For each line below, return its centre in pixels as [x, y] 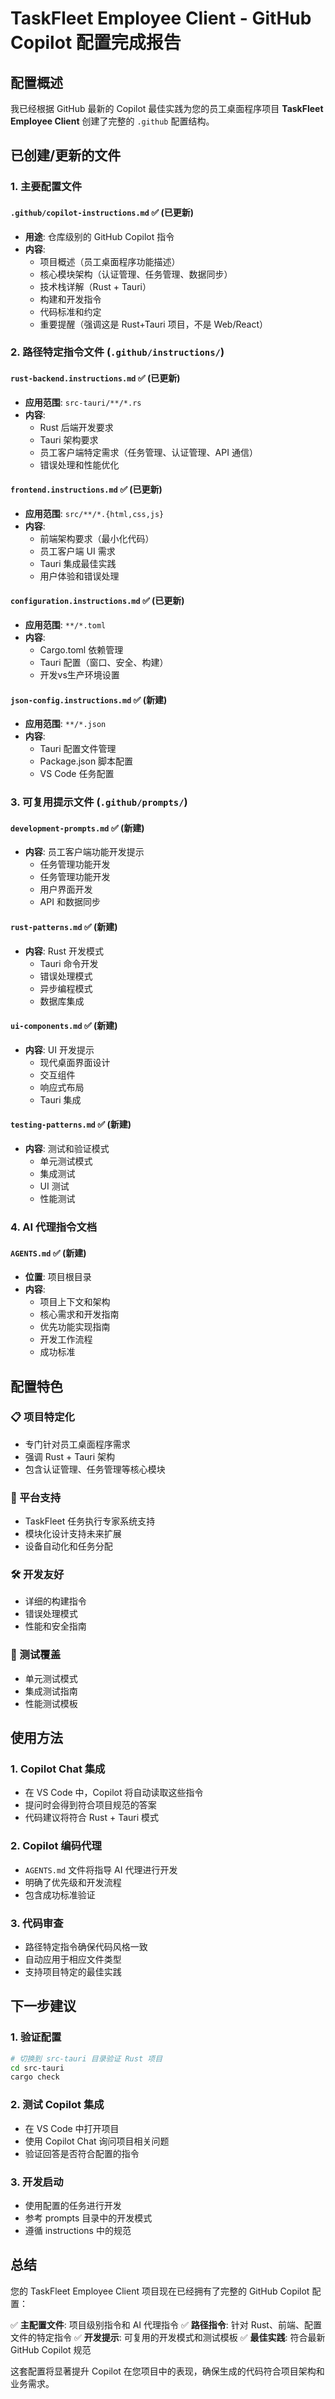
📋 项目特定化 [42, 1417]
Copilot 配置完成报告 [96, 43]
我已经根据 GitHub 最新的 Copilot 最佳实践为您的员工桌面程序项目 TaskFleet [167, 108]
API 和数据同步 [70, 902]
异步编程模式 [66, 988]
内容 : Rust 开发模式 [64, 951]
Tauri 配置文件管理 [78, 749]
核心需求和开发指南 [79, 1314]
